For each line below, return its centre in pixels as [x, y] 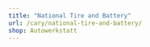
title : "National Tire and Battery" [70, 16]
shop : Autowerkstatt [43, 30]
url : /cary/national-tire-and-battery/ [75, 23]
